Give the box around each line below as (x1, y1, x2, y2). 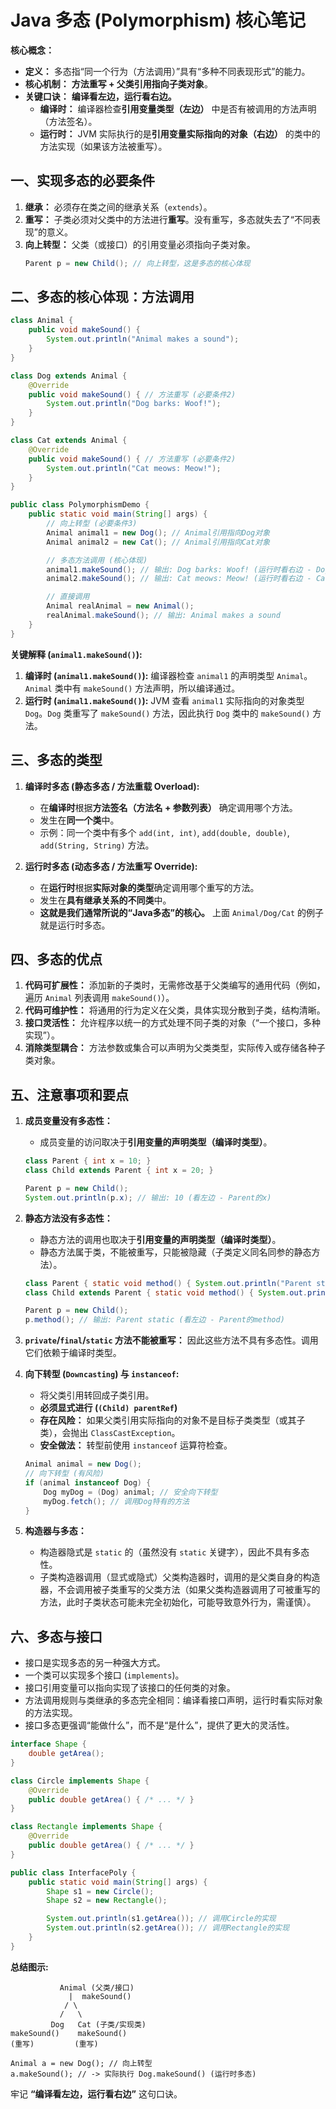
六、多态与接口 (10, 1628, 103, 1645)
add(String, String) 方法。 (39, 839, 155, 851)
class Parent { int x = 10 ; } (24, 1156, 152, 1166)
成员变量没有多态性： (24, 1115, 113, 1127)
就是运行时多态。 (39, 919, 111, 931)
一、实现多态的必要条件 (10, 172, 155, 190)
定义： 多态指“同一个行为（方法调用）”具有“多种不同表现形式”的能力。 (24, 65, 311, 77)
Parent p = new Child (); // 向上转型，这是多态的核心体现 (24, 258, 251, 268)
